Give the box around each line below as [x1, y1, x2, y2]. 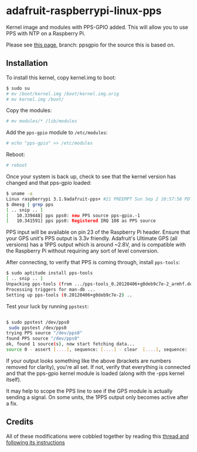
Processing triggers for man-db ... [6, 287, 96, 293]
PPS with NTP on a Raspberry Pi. [6, 29, 86, 36]
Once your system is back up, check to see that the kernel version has [6, 173, 176, 180]
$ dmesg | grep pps [6, 201, 54, 207]
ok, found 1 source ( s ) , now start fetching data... [6, 341, 135, 347]
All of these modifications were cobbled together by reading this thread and [6, 433, 189, 440]
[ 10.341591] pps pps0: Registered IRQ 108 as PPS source [6, 218, 157, 224]
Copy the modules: [6, 107, 52, 114]
